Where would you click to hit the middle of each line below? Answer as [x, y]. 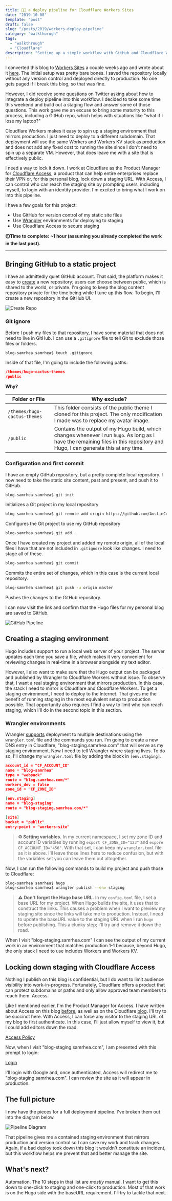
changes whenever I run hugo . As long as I [104, 435]
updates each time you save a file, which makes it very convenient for [79, 657]
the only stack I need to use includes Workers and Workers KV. [72, 951]
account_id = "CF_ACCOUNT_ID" [38, 766]
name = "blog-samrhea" [29, 770]
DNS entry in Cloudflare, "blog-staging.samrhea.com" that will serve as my [84, 746]
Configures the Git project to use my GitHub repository [63, 524]
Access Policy [20, 1037]
